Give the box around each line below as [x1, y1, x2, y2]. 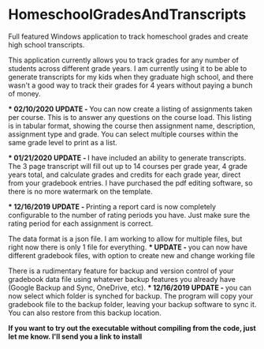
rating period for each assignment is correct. [8, 219, 154, 228]
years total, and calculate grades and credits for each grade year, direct [8, 170, 241, 179]
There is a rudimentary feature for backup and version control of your [8, 266, 234, 276]
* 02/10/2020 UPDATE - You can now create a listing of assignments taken [8, 104, 253, 114]
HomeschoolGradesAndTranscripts [8, 6, 247, 24]
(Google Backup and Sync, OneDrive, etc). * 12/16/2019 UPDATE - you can [8, 283, 252, 292]
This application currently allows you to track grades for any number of [8, 55, 239, 65]
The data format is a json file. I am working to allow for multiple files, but [8, 234, 243, 243]
